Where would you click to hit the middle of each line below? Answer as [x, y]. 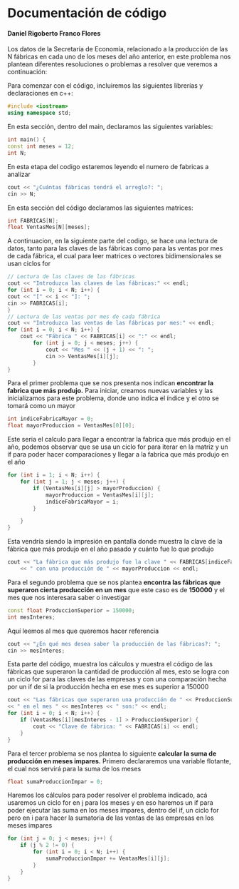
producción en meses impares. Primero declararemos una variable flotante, [119, 761]
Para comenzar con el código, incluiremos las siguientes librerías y [105, 86]
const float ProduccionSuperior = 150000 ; [71, 610]
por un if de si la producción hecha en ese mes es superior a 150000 [108, 687]
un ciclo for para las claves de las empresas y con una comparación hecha [117, 679]
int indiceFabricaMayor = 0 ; [51, 419]
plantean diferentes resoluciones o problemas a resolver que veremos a [113, 64]
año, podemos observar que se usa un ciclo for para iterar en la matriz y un [118, 447]
